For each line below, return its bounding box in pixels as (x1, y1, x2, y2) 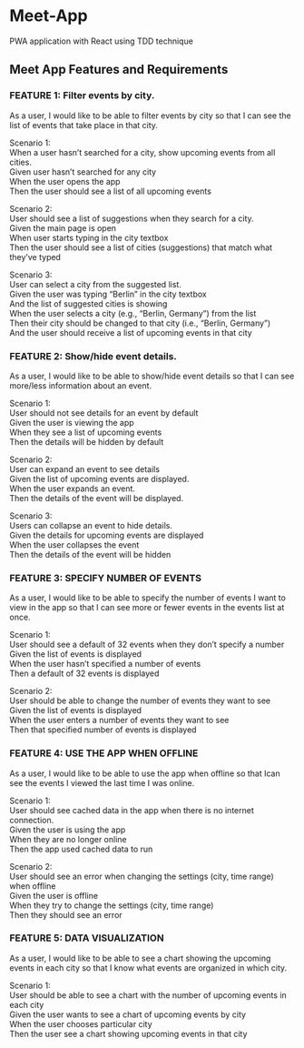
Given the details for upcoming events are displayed (9, 529, 204, 540)
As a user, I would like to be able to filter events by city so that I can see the (9, 110, 292, 121)
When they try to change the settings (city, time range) (9, 900, 214, 911)
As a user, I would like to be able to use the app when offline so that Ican (9, 768, 280, 779)
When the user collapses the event (9, 539, 140, 550)
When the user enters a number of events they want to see (9, 715, 230, 726)
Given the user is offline (9, 890, 98, 901)
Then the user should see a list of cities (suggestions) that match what (9, 242, 273, 253)
